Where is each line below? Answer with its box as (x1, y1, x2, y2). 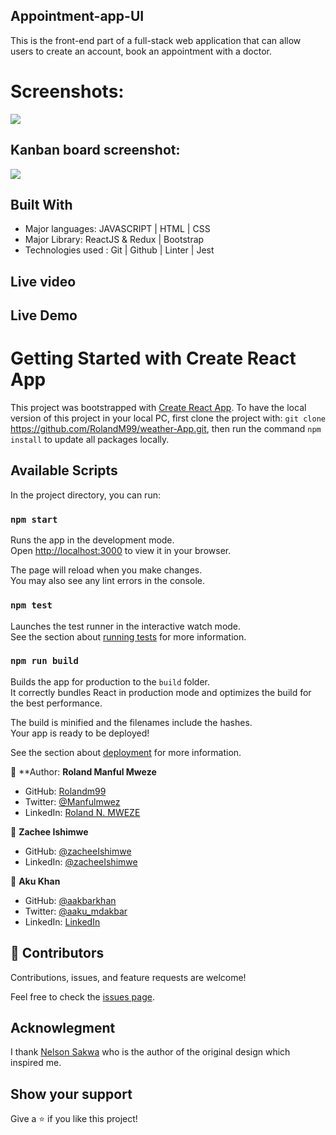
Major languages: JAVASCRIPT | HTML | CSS (24, 223, 211, 235)
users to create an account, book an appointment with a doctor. (10, 45, 272, 57)
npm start (10, 514, 58, 525)
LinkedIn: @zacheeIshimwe (24, 855, 138, 868)
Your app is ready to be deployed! (10, 727, 150, 739)
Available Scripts (10, 462, 118, 479)
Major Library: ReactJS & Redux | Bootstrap (24, 234, 205, 246)
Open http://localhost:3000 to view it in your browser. (10, 545, 232, 557)
